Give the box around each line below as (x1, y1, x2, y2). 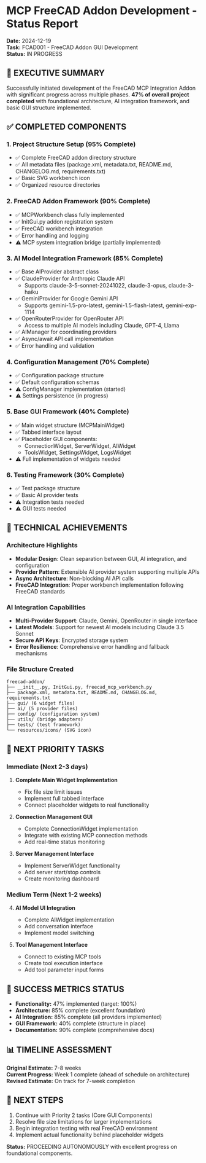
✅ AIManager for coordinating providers (15, 328, 117, 335)
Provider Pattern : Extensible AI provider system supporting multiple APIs (15, 568, 200, 575)
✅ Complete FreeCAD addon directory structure (15, 154, 137, 162)
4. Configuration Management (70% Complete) (6, 358, 150, 366)
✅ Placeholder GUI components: (15, 435, 97, 442)
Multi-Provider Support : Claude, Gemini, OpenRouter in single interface (15, 617, 198, 624)
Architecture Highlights (6, 541, 78, 550)
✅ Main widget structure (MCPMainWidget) (15, 421, 125, 429)
